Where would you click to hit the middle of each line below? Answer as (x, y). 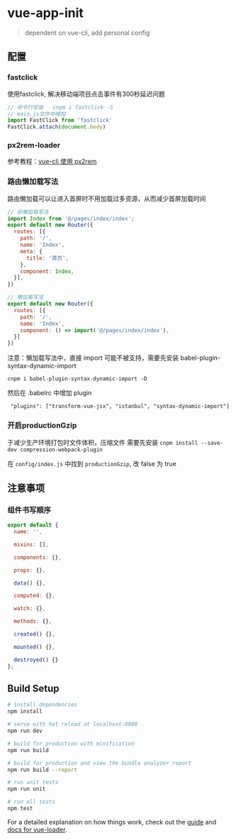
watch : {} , (30, 609)
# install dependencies (43, 705)
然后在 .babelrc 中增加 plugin (50, 393)
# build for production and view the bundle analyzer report (100, 763)
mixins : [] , (32, 544)
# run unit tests (33, 783)
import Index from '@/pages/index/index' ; (71, 219)
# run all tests (31, 802)
